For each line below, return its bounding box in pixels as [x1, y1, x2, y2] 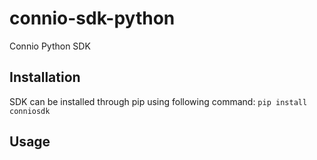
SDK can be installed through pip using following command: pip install [9, 95, 308, 107]
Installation [9, 69, 81, 86]
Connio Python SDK [9, 40, 91, 52]
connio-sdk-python [9, 7, 176, 30]
